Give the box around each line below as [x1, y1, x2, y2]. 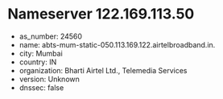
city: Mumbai [19, 48, 64, 58]
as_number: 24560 [19, 31, 82, 41]
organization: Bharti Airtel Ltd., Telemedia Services [19, 65, 188, 75]
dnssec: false [19, 82, 64, 93]
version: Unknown [19, 74, 80, 84]
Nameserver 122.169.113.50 [7, 5, 195, 23]
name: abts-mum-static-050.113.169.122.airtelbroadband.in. [19, 39, 216, 49]
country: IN [19, 57, 57, 67]
